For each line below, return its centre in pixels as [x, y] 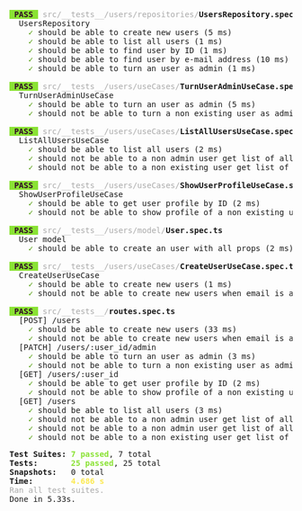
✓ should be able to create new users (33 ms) [133, 329]
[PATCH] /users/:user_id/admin [88, 347]
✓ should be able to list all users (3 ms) [125, 410]
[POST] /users [49, 320]
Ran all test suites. [57, 490]
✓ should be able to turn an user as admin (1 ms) [142, 68]
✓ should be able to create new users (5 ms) [130, 32]
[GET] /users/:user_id [68, 374]
